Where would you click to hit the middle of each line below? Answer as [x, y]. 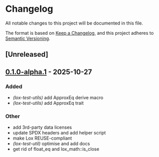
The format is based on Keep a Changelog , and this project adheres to [79, 33]
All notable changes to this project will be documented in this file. [74, 23]
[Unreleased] [27, 54]
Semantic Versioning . [28, 38]
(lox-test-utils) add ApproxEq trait [48, 103]
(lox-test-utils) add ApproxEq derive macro [58, 98]
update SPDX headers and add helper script [59, 133]
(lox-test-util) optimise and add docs [51, 144]
